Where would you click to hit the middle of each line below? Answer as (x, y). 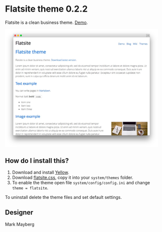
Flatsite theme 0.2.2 (47, 9)
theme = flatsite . (30, 188)
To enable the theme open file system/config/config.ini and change (81, 183)
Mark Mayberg (20, 224)
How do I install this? (37, 161)
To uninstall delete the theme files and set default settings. (64, 197)
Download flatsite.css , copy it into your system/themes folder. (73, 178)
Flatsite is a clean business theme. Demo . (47, 22)
